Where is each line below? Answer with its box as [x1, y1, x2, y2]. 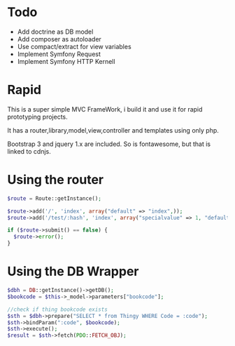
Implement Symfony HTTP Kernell [17, 57, 115, 65]
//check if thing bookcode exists [7, 306, 108, 313]
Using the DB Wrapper [7, 264, 139, 279]
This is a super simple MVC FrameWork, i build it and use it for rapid [7, 105, 203, 113]
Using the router [7, 172, 104, 188]
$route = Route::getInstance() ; [7, 194, 101, 202]
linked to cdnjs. [7, 147, 51, 155]
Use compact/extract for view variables [17, 42, 131, 51]
